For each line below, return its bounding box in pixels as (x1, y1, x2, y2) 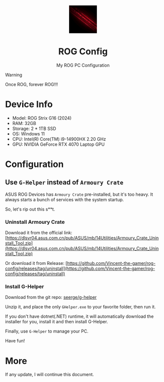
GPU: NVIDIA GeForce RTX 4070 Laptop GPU (12, 141, 105, 147)
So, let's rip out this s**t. (5, 206, 55, 212)
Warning (5, 72, 22, 78)
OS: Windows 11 (12, 130, 45, 136)
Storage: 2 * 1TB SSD (12, 126, 56, 131)
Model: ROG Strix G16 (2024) (12, 115, 72, 121)
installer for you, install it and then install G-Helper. (5, 319, 108, 325)
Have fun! (5, 338, 25, 344)
